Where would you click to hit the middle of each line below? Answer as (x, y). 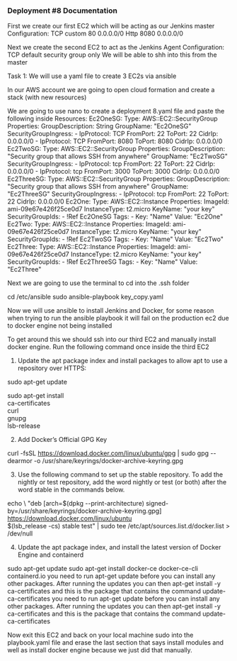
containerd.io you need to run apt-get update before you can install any (111, 576)
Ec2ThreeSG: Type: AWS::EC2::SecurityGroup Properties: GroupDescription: (118, 179)
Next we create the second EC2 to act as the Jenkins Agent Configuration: (116, 48)
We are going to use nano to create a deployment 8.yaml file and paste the (116, 111)
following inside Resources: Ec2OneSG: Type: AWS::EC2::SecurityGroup (112, 118)
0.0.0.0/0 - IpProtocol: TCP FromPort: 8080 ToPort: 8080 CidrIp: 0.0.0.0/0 (115, 141)
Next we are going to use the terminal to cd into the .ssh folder (98, 283)
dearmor (20, 461)
